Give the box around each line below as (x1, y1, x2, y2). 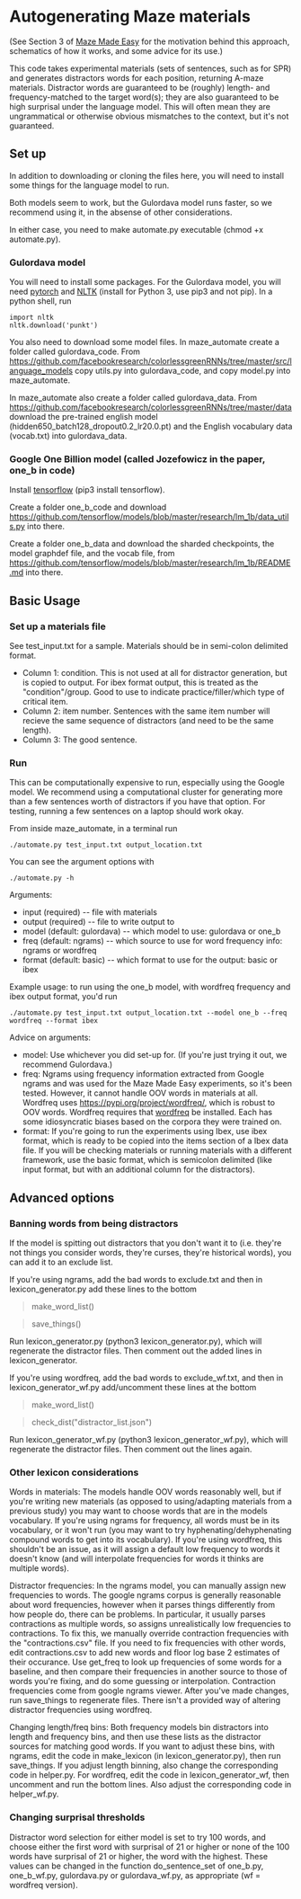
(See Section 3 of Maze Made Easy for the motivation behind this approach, (9, 36, 290, 47)
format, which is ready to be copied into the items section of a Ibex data (22, 1135, 289, 1147)
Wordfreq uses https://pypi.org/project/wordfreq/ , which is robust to (22, 1097, 276, 1108)
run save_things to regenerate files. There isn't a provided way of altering (9, 1695, 281, 1706)
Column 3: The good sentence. (22, 734, 137, 745)
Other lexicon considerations (9, 1466, 139, 1478)
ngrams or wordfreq (22, 945, 97, 956)
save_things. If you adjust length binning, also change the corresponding (9, 1760, 279, 1771)
